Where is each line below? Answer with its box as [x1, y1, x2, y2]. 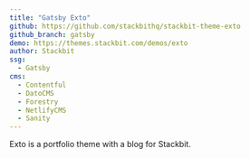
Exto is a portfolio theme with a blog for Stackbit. [9, 139, 192, 150]
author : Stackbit [9, 47, 75, 56]
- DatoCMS [17, 88, 54, 98]
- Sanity [17, 114, 51, 123]
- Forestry [17, 97, 59, 107]
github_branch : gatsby [9, 30, 95, 39]
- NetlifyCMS [17, 106, 67, 115]
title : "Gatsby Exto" [9, 13, 91, 23]
